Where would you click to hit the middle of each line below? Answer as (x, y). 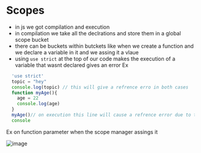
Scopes (25, 10)
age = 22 (28, 98)
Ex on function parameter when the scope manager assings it (82, 131)
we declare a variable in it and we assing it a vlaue (77, 52)
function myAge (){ (35, 93)
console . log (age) (39, 104)
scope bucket (32, 39)
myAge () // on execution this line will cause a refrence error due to (101, 115)
